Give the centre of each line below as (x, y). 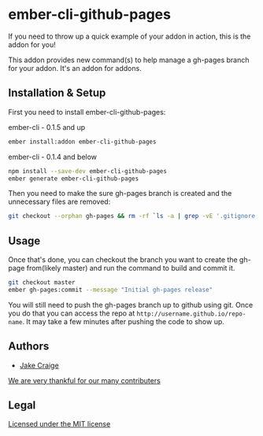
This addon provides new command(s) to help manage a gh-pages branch (129, 60)
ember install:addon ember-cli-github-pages (82, 142)
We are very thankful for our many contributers (85, 380)
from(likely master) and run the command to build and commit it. (131, 268)
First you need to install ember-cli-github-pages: (87, 112)
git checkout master (42, 283)
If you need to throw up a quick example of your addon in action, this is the (130, 36)
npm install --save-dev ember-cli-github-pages (88, 171)
